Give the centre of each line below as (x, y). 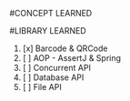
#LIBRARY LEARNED (48, 30)
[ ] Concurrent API (56, 68)
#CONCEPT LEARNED (51, 13)
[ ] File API (42, 87)
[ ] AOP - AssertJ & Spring (71, 58)
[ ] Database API (53, 77)
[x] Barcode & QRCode (65, 48)
